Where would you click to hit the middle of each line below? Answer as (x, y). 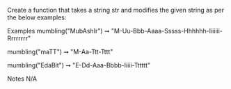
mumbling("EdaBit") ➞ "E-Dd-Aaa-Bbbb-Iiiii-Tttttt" (79, 65)
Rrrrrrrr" (19, 38)
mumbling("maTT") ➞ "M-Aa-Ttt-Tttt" (60, 52)
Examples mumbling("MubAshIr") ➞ (58, 31)
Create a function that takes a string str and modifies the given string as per (116, 10)
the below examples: (37, 17)
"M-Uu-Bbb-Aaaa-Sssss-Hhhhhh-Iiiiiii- (167, 31)
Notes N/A (22, 79)
